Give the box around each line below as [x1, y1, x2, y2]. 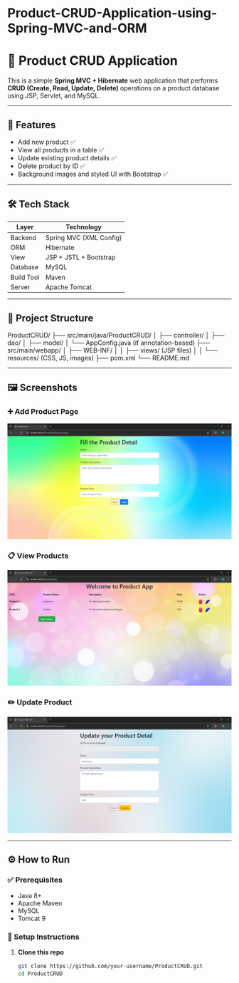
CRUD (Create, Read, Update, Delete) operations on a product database [7, 84, 220, 93]
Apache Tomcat [45, 283, 92, 291]
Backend [10, 233, 37, 241]
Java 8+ [17, 891, 42, 900]
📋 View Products [7, 551, 69, 561]
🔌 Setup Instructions [7, 932, 80, 942]
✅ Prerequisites [7, 875, 63, 885]
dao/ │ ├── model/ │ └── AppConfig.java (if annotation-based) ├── [7, 338, 211, 347]
